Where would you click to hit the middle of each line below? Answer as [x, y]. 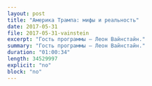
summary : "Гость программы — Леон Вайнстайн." [76, 46]
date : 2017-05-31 [33, 26]
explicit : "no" [29, 65]
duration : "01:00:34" [39, 53]
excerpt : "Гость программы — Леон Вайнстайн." [76, 40]
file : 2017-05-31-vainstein [48, 33]
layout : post [26, 14]
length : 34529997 [33, 59]
